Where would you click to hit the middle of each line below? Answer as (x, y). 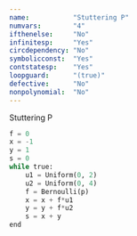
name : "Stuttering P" (69, 17)
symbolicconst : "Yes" (51, 59)
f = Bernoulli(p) (57, 191)
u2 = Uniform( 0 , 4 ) (61, 183)
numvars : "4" (48, 26)
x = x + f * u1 (49, 200)
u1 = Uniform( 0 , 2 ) (61, 175)
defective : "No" (49, 84)
